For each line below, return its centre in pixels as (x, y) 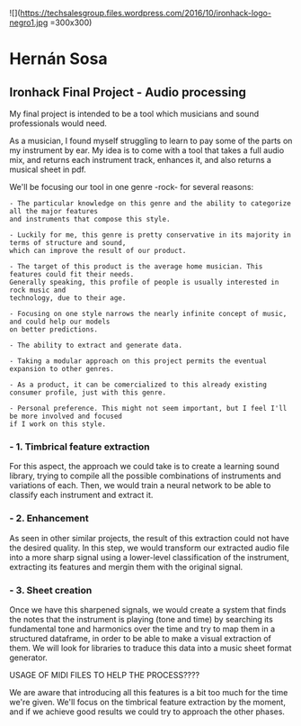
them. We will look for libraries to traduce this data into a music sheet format (150, 648)
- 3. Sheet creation (51, 590)
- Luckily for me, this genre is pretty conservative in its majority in (150, 235)
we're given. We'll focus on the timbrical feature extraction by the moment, (147, 702)
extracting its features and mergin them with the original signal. (126, 567)
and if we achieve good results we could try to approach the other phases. (147, 712)
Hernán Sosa (58, 59)
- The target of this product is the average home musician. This (136, 267)
